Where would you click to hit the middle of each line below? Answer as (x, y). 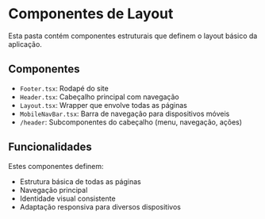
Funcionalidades (50, 147)
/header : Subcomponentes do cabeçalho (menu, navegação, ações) (131, 122)
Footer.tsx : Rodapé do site (64, 88)
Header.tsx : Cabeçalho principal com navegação (100, 97)
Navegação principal (54, 190)
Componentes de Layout (91, 14)
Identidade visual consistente (68, 198)
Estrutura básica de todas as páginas (80, 181)
